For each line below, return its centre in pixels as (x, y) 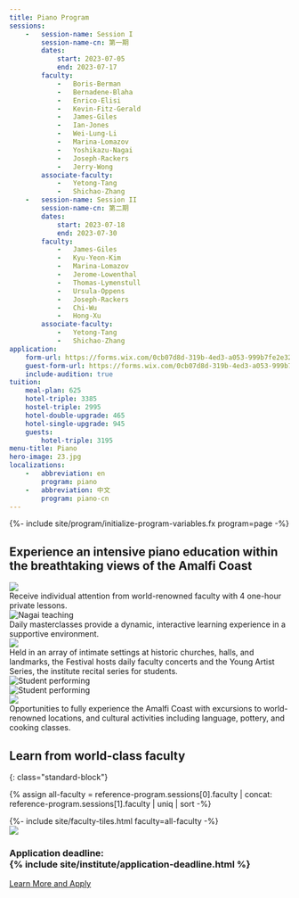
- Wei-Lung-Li (87, 134)
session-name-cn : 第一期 (85, 42)
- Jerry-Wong (85, 167)
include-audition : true (69, 374)
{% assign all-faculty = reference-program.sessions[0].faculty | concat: (141, 794)
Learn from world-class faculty (97, 756)
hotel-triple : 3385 (61, 399)
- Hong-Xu (79, 316)
